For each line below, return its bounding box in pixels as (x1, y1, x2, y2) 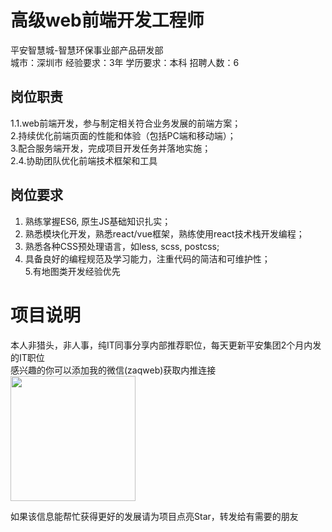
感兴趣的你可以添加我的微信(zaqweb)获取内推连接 (10, 364, 217, 376)
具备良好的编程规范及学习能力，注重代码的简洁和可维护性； (24, 252, 271, 265)
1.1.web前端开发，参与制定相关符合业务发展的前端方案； (10, 117, 242, 129)
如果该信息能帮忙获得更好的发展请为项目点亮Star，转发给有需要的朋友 (10, 510, 299, 522)
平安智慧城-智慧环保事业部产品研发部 (10, 44, 164, 56)
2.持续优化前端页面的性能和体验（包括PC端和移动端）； (10, 129, 237, 141)
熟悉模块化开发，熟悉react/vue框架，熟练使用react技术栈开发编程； (24, 227, 305, 240)
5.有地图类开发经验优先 (24, 265, 121, 277)
